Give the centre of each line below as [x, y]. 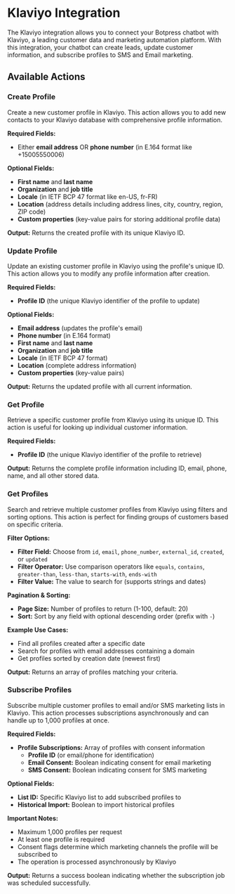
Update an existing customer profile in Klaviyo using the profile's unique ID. [116, 266]
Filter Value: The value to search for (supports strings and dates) [112, 581]
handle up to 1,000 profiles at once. [59, 720]
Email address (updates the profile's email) [80, 328]
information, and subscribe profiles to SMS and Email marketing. [100, 55]
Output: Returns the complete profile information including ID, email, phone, [117, 468]
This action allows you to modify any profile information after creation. [109, 273]
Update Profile [32, 251]
